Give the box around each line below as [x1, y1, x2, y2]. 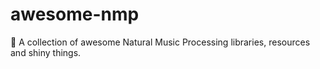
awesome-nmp [10, 3, 140, 26]
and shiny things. [10, 46, 82, 58]
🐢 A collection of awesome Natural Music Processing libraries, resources [10, 36, 311, 48]
